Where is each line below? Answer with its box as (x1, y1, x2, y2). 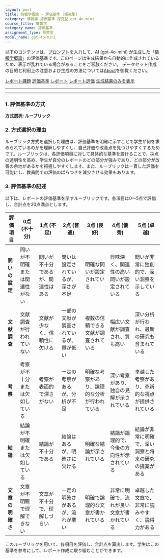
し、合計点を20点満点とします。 (5, 201, 70, 207)
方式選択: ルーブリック (5, 113, 51, 119)
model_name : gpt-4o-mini (5, 35, 56, 40)
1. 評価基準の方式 (5, 101, 46, 108)
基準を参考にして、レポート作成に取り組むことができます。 (5, 547, 125, 553)
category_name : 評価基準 (5, 26, 53, 31)
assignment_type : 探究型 (5, 30, 54, 35)
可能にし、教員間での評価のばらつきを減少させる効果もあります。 (5, 169, 138, 175)
